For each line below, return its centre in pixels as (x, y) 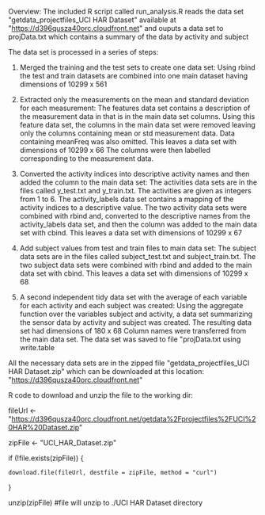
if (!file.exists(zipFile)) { (46, 458)
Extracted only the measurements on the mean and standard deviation (134, 99)
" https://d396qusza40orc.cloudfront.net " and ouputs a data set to (116, 28)
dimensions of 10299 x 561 (63, 84)
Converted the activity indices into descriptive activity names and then (134, 174)
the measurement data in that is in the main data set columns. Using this (137, 116)
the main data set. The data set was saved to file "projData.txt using (130, 339)
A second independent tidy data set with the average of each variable (133, 297)
